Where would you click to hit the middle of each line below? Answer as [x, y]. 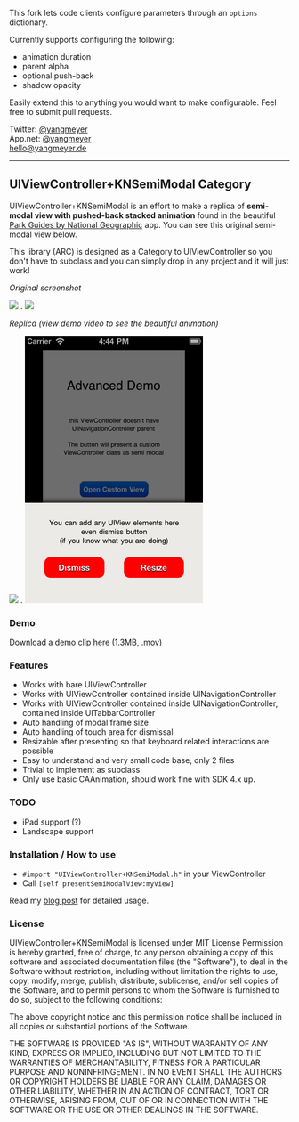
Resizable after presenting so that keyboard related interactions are [145, 742]
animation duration [57, 57]
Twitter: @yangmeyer [48, 129]
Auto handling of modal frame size [85, 723]
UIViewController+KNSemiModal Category [130, 185]
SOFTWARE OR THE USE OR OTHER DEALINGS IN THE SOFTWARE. [134, 1110]
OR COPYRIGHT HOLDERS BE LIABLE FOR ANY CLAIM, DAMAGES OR [138, 1082]
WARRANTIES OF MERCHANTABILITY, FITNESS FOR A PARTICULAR [135, 1062]
